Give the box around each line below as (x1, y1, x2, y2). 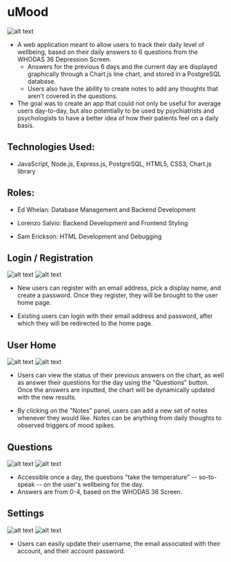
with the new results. (17, 393, 77, 402)
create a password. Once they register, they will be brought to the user (17, 291, 219, 299)
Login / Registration (7, 252, 94, 263)
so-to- (199, 473, 217, 481)
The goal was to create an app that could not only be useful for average (17, 99, 221, 107)
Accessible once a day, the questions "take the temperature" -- (17, 473, 198, 481)
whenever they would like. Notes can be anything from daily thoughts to (17, 414, 222, 422)
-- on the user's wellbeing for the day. (36, 480, 144, 488)
